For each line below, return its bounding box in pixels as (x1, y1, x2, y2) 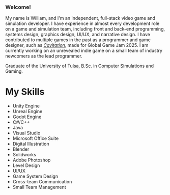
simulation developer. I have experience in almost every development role (5, 20, 160, 26)
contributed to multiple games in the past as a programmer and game (5, 37, 151, 43)
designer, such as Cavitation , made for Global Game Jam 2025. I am (5, 42, 149, 48)
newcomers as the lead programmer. (5, 53, 82, 59)
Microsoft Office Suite (12, 135, 59, 142)
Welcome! (5, 4, 32, 11)
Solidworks (12, 152, 37, 158)
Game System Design (12, 173, 59, 179)
